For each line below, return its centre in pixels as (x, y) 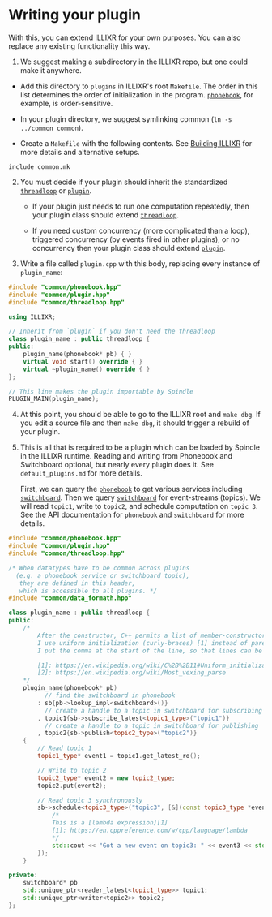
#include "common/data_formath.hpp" (70, 598)
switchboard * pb (51, 883)
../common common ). (51, 127)
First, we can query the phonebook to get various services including (131, 489)
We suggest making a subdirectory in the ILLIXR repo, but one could (134, 62)
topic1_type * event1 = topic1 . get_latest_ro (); (119, 756)
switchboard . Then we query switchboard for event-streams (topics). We (140, 497)
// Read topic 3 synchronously (90, 800)
